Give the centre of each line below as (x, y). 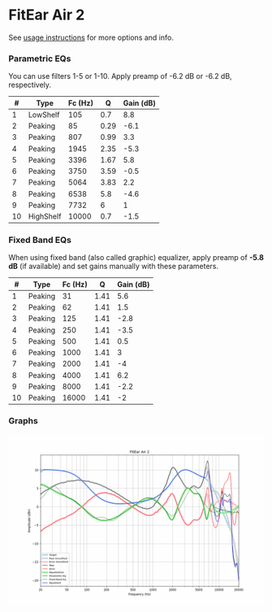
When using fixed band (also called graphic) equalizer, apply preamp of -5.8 (136, 258)
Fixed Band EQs (40, 240)
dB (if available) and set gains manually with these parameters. (114, 267)
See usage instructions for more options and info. (91, 37)
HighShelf (45, 216)
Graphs (23, 421)
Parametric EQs (40, 59)
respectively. (30, 85)
